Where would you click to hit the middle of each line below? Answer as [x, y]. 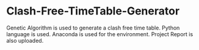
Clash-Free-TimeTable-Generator [93, 11]
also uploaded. [25, 40]
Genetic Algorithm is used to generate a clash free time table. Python [93, 28]
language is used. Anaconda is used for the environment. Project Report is [100, 34]
